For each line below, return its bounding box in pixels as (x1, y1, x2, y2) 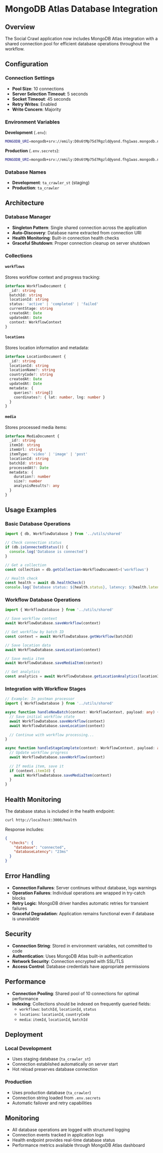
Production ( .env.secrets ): (5, 147, 60, 154)
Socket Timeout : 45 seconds (12, 96, 71, 102)
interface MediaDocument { (5, 434, 60, 439)
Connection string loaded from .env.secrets (12, 1095, 101, 1100)
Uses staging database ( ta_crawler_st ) (12, 1056, 91, 1062)
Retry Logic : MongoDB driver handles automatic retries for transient (12, 900, 149, 906)
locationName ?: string (9, 368, 55, 373)
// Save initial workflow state (9, 714, 75, 719)
